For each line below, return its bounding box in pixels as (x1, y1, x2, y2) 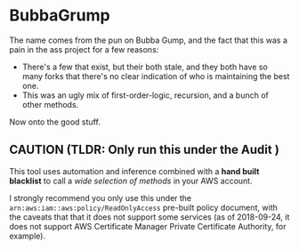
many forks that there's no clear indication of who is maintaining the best (21, 70, 290, 81)
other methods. (21, 99, 79, 109)
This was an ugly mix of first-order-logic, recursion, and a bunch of (21, 90, 269, 101)
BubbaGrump (9, 5, 110, 26)
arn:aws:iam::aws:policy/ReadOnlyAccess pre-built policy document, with (9, 202, 279, 213)
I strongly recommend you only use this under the (9, 192, 192, 203)
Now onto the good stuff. (9, 117, 101, 127)
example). (9, 230, 46, 241)
